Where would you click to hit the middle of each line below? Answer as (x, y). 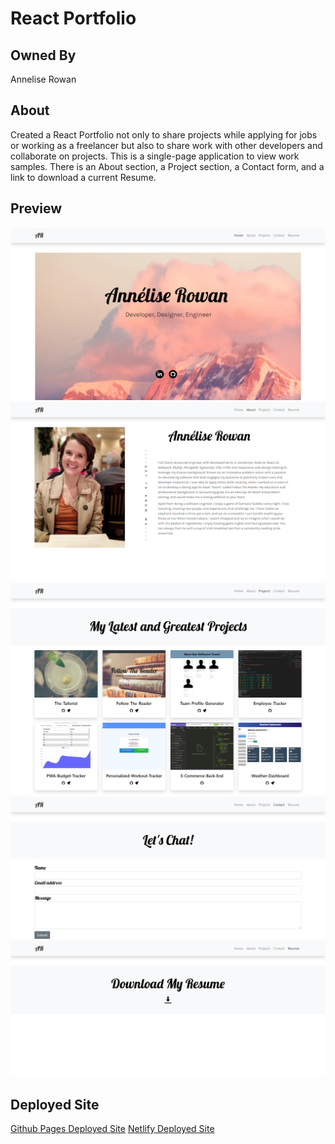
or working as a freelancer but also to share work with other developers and (166, 145)
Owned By (43, 55)
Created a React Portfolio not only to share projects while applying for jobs (164, 134)
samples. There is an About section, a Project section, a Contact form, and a (167, 166)
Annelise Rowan (43, 79)
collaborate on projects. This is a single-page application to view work (155, 156)
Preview (36, 208)
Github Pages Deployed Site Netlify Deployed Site (112, 1129)
